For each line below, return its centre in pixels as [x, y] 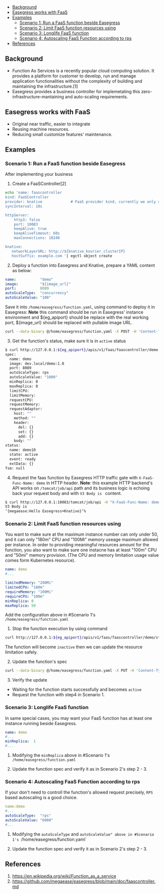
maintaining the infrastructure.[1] [45, 86]
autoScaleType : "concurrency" [37, 293]
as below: [22, 270]
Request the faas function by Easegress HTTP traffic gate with [75, 477]
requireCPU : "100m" [25, 596]
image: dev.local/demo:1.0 [37, 364]
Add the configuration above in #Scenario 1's [50, 615]
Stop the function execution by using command [60, 629]
